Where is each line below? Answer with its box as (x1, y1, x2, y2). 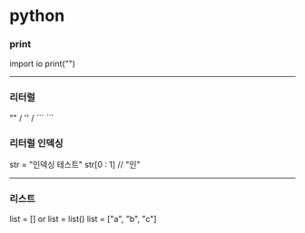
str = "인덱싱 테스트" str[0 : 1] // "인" (9, 160, 141, 170)
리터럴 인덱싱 (9, 137, 64, 150)
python (9, 5, 65, 26)
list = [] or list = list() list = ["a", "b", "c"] (9, 214, 157, 225)
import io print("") (9, 58, 75, 69)
